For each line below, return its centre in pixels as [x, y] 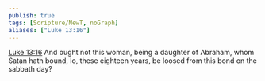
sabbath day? [31, 69]
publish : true [32, 15]
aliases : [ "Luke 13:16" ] [49, 30]
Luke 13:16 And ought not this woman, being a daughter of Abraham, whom [131, 53]
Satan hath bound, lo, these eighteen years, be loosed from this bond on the [133, 61]
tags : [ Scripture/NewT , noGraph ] [63, 23]
